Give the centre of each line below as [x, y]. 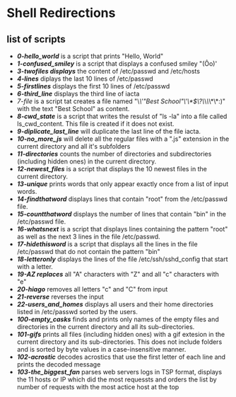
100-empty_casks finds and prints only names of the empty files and [118, 319]
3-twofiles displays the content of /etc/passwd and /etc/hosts [108, 71]
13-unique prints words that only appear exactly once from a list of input [123, 184]
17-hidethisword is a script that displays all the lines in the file [107, 244]
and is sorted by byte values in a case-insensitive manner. [101, 349]
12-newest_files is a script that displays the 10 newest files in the [112, 169]
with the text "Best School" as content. [73, 109]
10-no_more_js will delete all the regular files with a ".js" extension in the [123, 139]
